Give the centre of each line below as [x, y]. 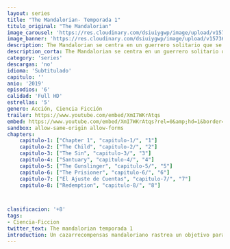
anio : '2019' [26, 83]
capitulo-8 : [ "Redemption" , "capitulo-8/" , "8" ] [90, 185]
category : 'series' [35, 58]
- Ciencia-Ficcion [33, 222]
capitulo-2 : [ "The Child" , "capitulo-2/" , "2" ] [88, 147]
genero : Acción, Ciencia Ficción [55, 109]
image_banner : [27, 39]
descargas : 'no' [30, 64]
